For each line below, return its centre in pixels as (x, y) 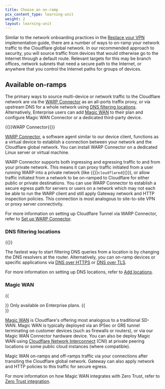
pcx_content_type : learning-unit (39, 14)
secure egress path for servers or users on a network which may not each (80, 188)
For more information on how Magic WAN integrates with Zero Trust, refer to (82, 376)
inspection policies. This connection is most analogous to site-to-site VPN (80, 199)
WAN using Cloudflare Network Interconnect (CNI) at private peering (75, 341)
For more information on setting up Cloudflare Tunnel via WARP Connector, (81, 214)
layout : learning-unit (28, 23)
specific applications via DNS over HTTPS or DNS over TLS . (66, 262)
